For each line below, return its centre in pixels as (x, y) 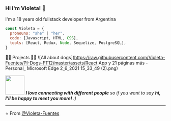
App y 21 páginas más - (123, 63)
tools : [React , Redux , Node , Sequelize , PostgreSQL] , (68, 43)
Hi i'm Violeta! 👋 (25, 8)
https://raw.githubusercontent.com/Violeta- (120, 57)
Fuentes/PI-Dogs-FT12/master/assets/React (51, 63)
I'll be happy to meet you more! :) (41, 98)
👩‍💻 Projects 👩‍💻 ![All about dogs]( (40, 57)
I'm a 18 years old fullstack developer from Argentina (61, 19)
